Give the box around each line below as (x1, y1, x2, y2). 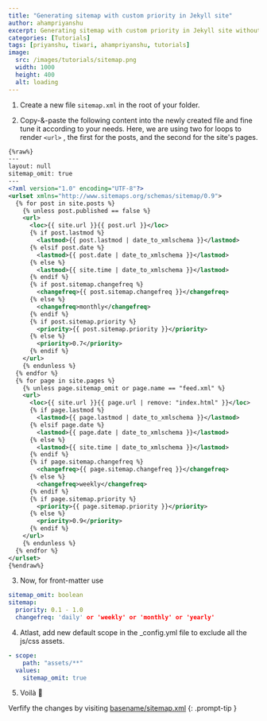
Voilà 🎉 (19, 688, 43, 698)
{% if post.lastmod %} (29, 229, 105, 237)
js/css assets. (19, 636, 65, 645)
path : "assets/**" (22, 659, 83, 667)
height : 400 (15, 71, 56, 79)
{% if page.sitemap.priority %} (29, 494, 137, 503)
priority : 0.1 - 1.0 (15, 606, 83, 614)
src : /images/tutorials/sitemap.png (15, 56, 137, 64)
